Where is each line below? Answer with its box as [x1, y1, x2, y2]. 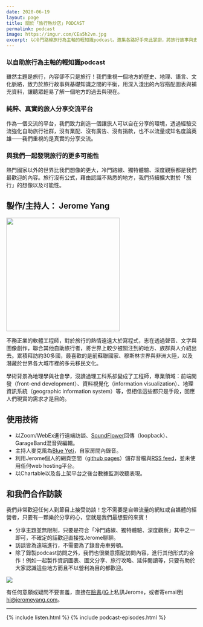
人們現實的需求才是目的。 [6, 395, 70, 402]
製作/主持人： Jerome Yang [6, 201, 110, 211]
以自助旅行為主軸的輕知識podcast [6, 58, 106, 67]
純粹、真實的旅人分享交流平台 [6, 105, 94, 113]
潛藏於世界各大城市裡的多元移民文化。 [6, 359, 101, 367]
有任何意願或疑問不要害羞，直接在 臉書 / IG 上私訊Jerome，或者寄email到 [6, 588, 184, 596]
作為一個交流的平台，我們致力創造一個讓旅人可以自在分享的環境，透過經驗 [6, 119, 192, 127]
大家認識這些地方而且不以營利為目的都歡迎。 [14, 564, 127, 572]
